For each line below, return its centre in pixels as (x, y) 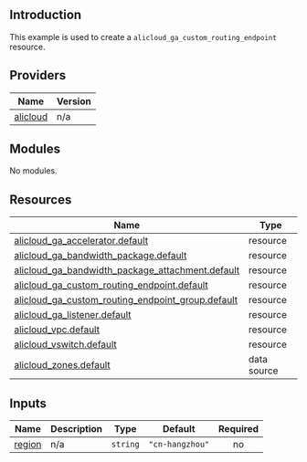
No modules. (33, 171)
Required (238, 429)
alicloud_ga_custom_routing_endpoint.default (111, 285)
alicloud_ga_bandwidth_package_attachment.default (127, 270)
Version (74, 101)
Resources (41, 199)
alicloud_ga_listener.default (73, 315)
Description (76, 429)
